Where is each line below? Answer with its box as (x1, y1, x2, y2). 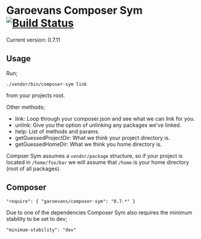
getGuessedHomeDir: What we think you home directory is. (14, 141, 162, 148)
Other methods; (6, 103, 45, 110)
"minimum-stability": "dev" (6, 226, 77, 233)
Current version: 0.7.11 (6, 36, 61, 43)
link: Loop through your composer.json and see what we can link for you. (14, 115, 195, 122)
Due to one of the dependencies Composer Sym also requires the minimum (6, 208, 193, 216)
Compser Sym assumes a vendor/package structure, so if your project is (6, 152, 183, 159)
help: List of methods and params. (14, 127, 100, 135)
